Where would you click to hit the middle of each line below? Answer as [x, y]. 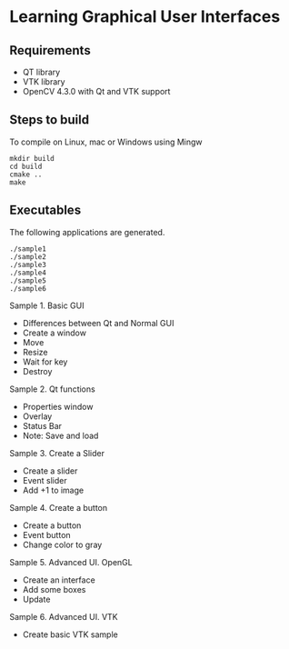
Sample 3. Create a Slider [57, 453]
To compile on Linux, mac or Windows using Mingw [106, 142]
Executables [45, 210]
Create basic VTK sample [70, 634]
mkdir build [32, 158]
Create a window [54, 333]
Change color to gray [62, 544]
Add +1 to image [53, 490]
